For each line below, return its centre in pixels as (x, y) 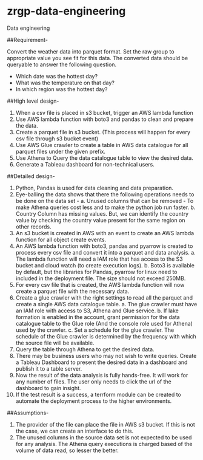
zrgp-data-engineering (66, 11)
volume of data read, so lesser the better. (67, 450)
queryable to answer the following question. (62, 64)
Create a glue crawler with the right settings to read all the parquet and (104, 297)
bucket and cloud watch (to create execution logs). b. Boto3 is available (105, 265)
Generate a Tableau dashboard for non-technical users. (85, 164)
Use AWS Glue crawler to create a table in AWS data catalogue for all (102, 145)
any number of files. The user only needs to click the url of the (93, 382)
